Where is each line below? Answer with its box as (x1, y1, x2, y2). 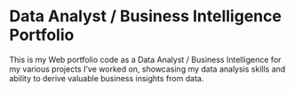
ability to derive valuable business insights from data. (9, 73, 204, 83)
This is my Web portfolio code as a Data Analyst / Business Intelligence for (9, 54, 282, 65)
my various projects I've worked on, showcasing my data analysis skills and (9, 64, 286, 74)
